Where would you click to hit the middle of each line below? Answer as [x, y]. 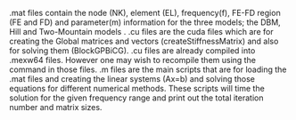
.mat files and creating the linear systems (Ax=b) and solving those [132, 79]
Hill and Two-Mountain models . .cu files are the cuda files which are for [141, 32]
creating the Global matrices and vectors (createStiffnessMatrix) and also [144, 41]
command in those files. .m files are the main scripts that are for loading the [148, 69]
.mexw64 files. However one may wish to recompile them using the [133, 60]
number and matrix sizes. [56, 107]
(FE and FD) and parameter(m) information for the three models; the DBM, [145, 22]
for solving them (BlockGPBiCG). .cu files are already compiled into [132, 51]
